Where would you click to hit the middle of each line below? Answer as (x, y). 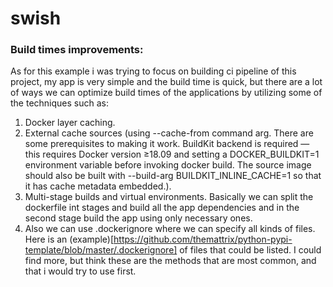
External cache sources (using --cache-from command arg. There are (169, 133)
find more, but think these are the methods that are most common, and (170, 261)
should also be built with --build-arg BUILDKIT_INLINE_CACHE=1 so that (173, 176)
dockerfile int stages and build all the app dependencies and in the (162, 208)
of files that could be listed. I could (250, 250)
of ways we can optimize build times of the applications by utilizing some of (166, 93)
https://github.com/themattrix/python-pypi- (203, 239)
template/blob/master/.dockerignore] (101, 250)
